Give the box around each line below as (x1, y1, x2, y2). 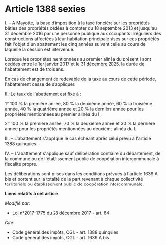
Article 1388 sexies (5, 3, 86, 15)
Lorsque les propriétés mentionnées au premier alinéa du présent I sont (5, 56, 151, 61)
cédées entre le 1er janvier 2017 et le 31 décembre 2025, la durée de (5, 61, 145, 67)
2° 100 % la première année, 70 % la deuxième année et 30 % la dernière (5, 121, 155, 126)
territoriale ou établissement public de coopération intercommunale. (5, 181, 144, 187)
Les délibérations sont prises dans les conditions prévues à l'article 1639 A (5, 170, 158, 177)
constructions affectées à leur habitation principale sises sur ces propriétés (5, 36, 160, 42)
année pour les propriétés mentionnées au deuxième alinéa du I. (5, 125, 136, 132)
